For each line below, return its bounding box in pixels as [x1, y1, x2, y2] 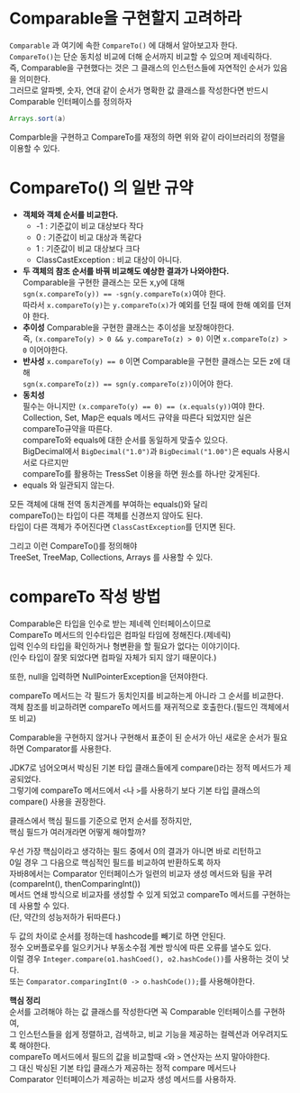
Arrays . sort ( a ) [9, 114, 67, 123]
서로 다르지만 [22, 457, 69, 468]
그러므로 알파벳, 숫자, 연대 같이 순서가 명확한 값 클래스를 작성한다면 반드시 [9, 85, 268, 96]
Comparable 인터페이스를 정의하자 [9, 96, 132, 106]
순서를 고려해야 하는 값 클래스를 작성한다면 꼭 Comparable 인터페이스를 [9, 1006, 262, 1016]
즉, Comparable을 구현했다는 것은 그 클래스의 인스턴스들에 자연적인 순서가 [9, 62, 272, 73]
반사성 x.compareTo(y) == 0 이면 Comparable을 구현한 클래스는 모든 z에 [22, 355, 281, 366]
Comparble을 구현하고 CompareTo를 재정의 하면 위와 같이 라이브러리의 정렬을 [9, 132, 286, 142]
